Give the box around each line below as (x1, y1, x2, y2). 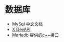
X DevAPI (12, 26, 31, 32)
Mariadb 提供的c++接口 (12, 32, 59, 38)
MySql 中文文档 (12, 21, 43, 27)
